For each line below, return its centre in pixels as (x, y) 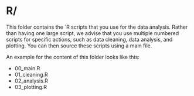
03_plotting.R (30, 87)
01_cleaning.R (31, 74)
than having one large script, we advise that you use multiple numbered (93, 33)
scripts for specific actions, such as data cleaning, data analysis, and (89, 39)
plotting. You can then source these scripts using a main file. (79, 46)
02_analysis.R (31, 81)
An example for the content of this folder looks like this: (73, 57)
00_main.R (27, 68)
